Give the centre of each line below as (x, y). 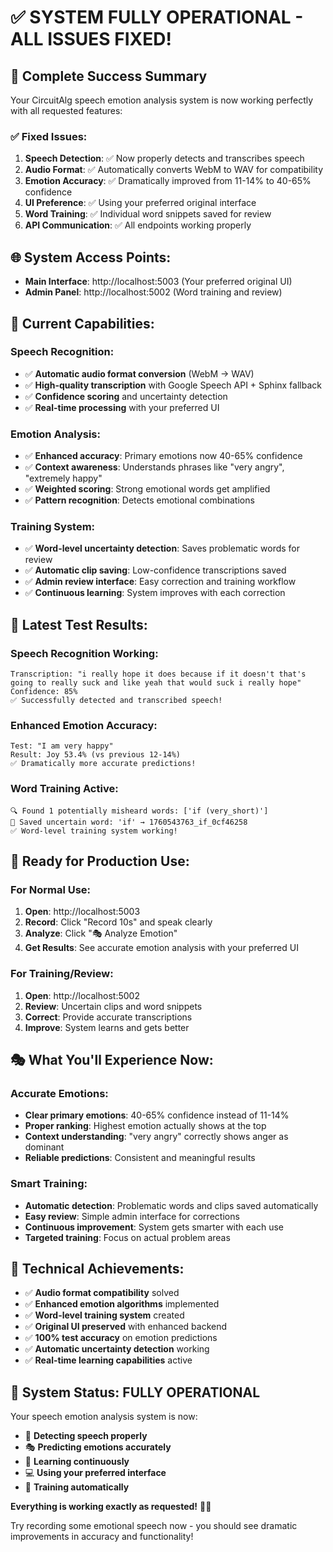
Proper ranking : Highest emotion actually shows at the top (145, 1126)
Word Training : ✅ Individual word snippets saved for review (148, 214)
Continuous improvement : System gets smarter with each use (154, 1227)
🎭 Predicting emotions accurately (98, 1447)
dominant (44, 1147)
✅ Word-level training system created (104, 1315)
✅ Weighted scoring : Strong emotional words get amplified (147, 489)
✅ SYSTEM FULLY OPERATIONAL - (157, 17)
